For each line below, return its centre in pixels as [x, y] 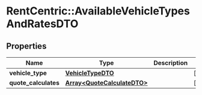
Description [171, 63]
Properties [26, 46]
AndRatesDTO [42, 24]
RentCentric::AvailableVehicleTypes [98, 11]
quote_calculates [35, 83]
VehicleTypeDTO [90, 73]
